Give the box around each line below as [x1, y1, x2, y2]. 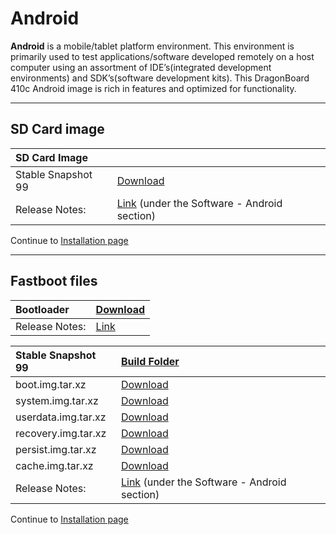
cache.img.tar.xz [15, 458, 94, 472]
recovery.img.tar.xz [15, 426, 107, 440]
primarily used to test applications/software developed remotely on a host [10, 50, 315, 62]
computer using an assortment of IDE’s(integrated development [10, 61, 272, 73]
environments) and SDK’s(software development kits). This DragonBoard [10, 72, 310, 84]
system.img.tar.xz [15, 393, 99, 407]
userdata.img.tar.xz [15, 410, 107, 424]
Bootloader [15, 302, 70, 316]
